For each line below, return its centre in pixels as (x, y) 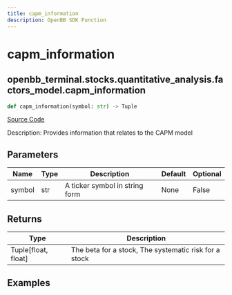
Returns (25, 219)
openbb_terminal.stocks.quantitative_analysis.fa (115, 80)
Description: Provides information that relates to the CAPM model (100, 133)
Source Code (26, 120)
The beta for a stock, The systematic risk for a (146, 250)
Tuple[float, (29, 250)
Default (174, 174)
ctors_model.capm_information (77, 91)
